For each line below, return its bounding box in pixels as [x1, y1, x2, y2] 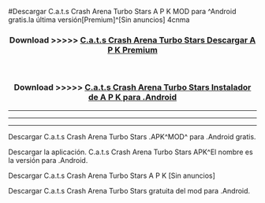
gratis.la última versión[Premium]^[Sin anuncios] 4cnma [8, 15, 190, 24]
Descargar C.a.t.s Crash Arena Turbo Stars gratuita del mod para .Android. [8, 186, 251, 195]
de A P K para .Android [88, 92, 177, 103]
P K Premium [107, 44, 158, 55]
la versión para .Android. [8, 155, 88, 164]
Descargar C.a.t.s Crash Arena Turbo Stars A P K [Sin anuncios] [8, 171, 215, 180]
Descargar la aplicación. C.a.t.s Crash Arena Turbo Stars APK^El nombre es [8, 147, 254, 157]
